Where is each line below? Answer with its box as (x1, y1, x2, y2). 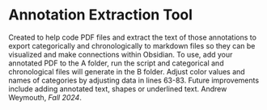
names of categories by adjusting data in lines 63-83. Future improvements (8, 75, 260, 85)
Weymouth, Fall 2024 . (8, 92, 83, 102)
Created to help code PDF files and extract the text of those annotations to (8, 32, 257, 42)
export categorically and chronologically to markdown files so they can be (8, 40, 256, 50)
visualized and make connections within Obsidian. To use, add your (8, 49, 233, 59)
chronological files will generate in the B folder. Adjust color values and (8, 66, 245, 76)
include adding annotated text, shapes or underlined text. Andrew (8, 83, 227, 94)
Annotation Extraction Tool (8, 6, 193, 24)
